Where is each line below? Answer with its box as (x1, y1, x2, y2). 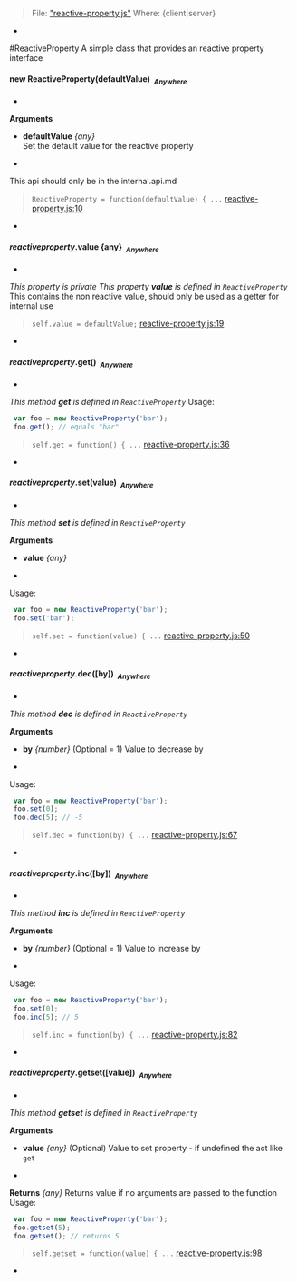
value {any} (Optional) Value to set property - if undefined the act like (22, 1142, 283, 1153)
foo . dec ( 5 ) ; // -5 (13, 813, 83, 823)
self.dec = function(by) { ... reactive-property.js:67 (31, 830, 238, 841)
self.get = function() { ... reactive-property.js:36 (31, 439, 230, 449)
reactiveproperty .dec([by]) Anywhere (9, 668, 151, 681)
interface (9, 53, 43, 63)
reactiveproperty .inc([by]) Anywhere (9, 867, 148, 881)
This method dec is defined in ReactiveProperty (9, 708, 188, 719)
